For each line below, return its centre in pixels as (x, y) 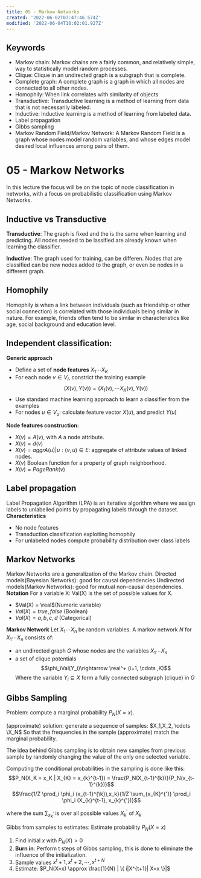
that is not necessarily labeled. (53, 107)
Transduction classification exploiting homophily (75, 534)
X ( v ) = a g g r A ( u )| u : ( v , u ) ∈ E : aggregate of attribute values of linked (101, 450)
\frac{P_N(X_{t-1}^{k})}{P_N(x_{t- (153, 778)
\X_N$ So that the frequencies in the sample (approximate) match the (93, 732)
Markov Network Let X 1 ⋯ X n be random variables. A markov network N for (99, 630)
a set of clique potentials (46, 659)
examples (27, 405)
